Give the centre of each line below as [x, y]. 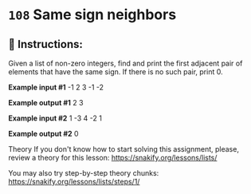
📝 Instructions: [46, 44]
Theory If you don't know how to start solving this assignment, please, [124, 149]
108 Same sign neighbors [92, 15]
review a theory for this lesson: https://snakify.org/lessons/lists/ [113, 158]
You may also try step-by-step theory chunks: [84, 173]
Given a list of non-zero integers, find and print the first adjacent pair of [125, 63]
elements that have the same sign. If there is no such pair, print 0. [116, 72]
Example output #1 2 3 [46, 103]
